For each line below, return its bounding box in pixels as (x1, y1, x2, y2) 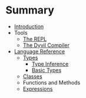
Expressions (22, 85, 53, 92)
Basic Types (31, 66, 62, 73)
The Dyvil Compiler (22, 42, 70, 49)
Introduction (14, 23, 44, 30)
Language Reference (14, 48, 65, 55)
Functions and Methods (22, 79, 81, 86)
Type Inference (31, 60, 69, 67)
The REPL (22, 35, 47, 42)
